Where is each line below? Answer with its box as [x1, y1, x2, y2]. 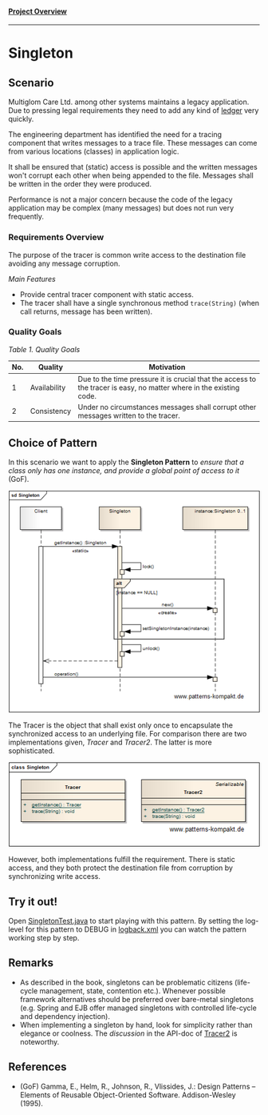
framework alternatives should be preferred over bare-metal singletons [19, 994, 254, 1004]
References [8, 1061, 67, 1074]
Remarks [8, 957, 54, 970]
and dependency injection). [19, 1011, 110, 1021]
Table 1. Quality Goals [8, 344, 81, 354]
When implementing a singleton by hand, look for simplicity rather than [19, 1020, 253, 1029]
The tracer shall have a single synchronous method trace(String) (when [19, 298, 260, 307]
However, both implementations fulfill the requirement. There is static [8, 855, 235, 864]
